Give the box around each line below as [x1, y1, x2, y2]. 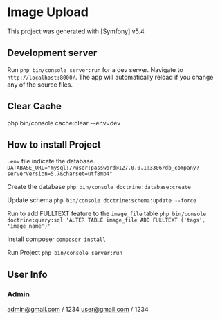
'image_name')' [7, 223, 51, 230]
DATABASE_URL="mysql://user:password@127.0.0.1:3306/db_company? [7, 164, 199, 172]
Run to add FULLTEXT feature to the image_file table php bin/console [7, 209, 206, 218]
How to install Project [7, 139, 102, 150]
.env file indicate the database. [7, 157, 95, 166]
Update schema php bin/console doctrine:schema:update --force [7, 196, 197, 204]
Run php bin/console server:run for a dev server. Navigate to [7, 65, 183, 73]
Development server [7, 47, 98, 59]
